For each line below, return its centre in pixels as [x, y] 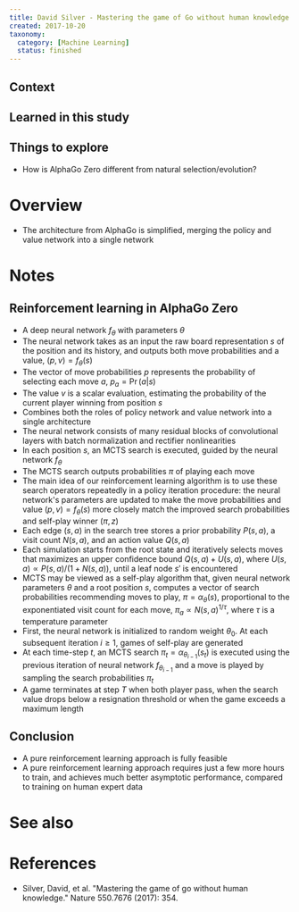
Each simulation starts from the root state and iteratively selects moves [153, 549]
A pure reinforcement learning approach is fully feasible [125, 758]
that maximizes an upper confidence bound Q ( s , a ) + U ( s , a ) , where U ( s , [154, 558]
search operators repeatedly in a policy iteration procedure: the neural [151, 490]
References [53, 863]
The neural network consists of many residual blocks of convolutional [150, 431]
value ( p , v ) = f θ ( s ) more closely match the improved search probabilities [156, 510]
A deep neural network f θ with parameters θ [103, 331]
